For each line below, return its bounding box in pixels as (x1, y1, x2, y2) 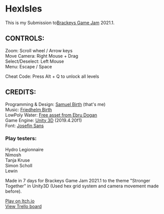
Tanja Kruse (5, 157, 30, 163)
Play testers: (5, 135, 37, 142)
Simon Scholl (5, 162, 33, 168)
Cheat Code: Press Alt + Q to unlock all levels (5, 73, 100, 79)
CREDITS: (5, 88, 36, 96)
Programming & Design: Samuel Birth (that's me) (5, 101, 106, 107)
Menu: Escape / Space (5, 63, 52, 69)
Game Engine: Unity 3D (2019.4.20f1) (5, 117, 82, 123)
